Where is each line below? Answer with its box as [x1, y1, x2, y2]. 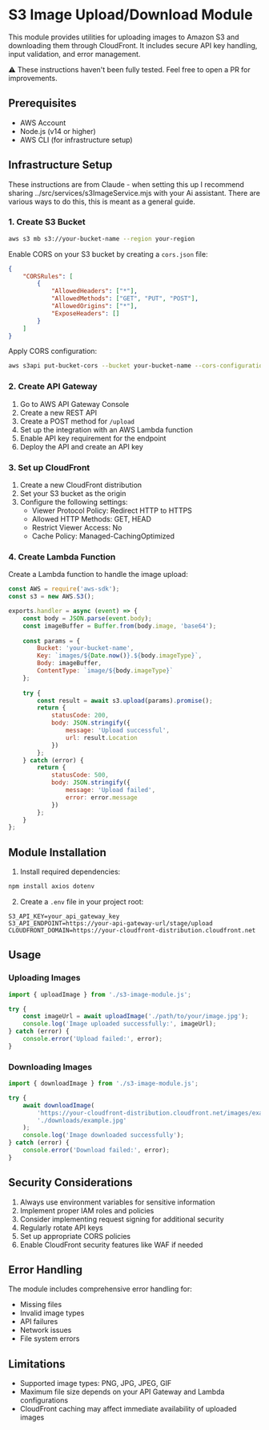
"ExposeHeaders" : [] [50, 309, 120, 318]
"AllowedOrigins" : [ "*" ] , [50, 303, 138, 311]
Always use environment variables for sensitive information [19, 1197, 215, 1207]
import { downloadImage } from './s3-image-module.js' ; [8, 1079, 199, 1088]
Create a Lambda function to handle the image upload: [8, 570, 188, 579]
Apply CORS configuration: [8, 347, 98, 356]
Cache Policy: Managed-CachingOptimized [31, 531, 175, 541]
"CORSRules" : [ [22, 272, 74, 280]
